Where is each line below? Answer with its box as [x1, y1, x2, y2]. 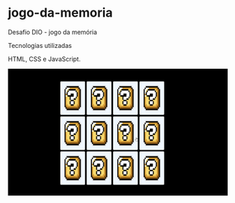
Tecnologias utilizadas [8, 41, 73, 49]
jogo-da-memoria [8, 5, 114, 21]
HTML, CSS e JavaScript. [8, 54, 81, 63]
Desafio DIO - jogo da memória [8, 28, 98, 36]
